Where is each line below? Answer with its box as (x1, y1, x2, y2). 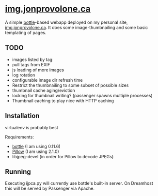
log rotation (12, 72, 35, 78)
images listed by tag (12, 57, 52, 62)
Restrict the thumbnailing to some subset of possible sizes (12, 82, 129, 88)
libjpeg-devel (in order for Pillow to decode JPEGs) (12, 153, 114, 159)
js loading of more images (12, 67, 64, 73)
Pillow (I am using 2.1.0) (12, 149, 59, 154)
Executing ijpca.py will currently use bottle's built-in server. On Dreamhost (5, 181, 154, 186)
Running (5, 167, 32, 176)
